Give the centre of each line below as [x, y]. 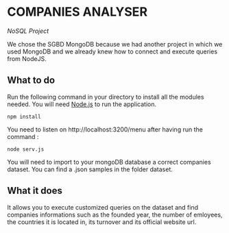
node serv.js [26, 149]
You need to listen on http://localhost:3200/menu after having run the [105, 129]
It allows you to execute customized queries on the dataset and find [103, 207]
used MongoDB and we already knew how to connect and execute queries [112, 51]
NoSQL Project [28, 31]
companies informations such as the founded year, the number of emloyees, [115, 214]
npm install [24, 116]
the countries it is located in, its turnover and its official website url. [102, 222]
